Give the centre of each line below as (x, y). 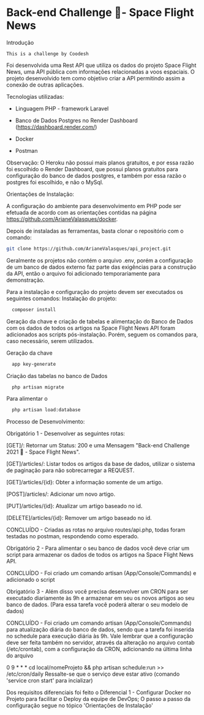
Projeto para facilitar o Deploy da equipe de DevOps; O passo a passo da (99, 699)
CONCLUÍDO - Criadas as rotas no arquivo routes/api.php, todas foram (96, 530)
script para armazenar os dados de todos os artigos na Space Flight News (100, 555)
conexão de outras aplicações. (45, 85)
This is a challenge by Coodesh (47, 54)
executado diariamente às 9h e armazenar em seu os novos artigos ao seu (100, 598)
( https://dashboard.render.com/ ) (56, 127)
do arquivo (20, 655)
